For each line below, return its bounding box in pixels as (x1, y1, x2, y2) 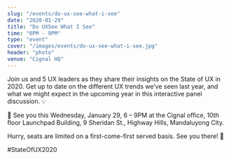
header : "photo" (7, 50, 55, 56)
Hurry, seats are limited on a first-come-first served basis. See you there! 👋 (7, 132, 224, 140)
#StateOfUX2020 (7, 145, 57, 153)
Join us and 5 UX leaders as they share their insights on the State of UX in (7, 75, 221, 83)
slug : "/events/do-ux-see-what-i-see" (7, 10, 120, 17)
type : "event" (7, 36, 49, 43)
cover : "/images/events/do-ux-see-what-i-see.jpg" (7, 43, 158, 50)
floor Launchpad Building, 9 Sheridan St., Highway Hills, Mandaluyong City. (7, 118, 225, 126)
